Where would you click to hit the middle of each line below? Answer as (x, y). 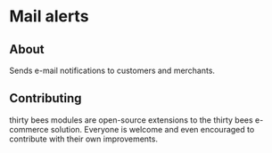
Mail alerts (49, 16)
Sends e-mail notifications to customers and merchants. (112, 70)
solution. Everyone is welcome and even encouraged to (152, 129)
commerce (29, 129)
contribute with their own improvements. (84, 139)
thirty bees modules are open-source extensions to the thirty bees (131, 120)
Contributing (45, 98)
